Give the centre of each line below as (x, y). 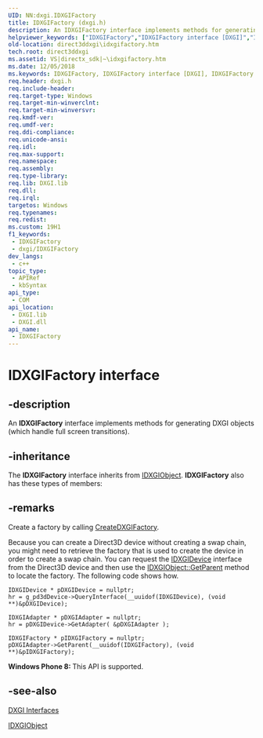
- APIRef (26, 278)
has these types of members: (56, 483)
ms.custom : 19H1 (34, 227)
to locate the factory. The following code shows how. (94, 575)
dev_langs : (26, 256)
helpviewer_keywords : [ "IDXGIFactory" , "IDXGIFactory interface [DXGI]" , (129, 37)
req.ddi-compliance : (42, 132)
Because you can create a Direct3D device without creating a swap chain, (127, 542)
